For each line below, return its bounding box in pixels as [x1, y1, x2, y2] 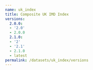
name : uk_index [5, 7, 36, 12]
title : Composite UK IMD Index [5, 12, 69, 17]
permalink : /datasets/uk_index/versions [5, 58, 89, 63]
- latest [9, 53, 27, 58]
